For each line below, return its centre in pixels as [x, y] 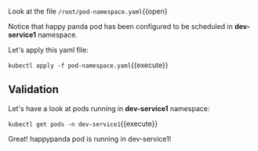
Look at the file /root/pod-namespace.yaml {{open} [88, 11]
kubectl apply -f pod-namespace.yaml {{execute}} [88, 65]
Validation [33, 90]
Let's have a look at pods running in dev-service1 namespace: [109, 108]
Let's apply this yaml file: [48, 50]
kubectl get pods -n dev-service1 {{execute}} [83, 124]
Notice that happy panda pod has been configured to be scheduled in [120, 26]
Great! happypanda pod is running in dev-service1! [90, 138]
